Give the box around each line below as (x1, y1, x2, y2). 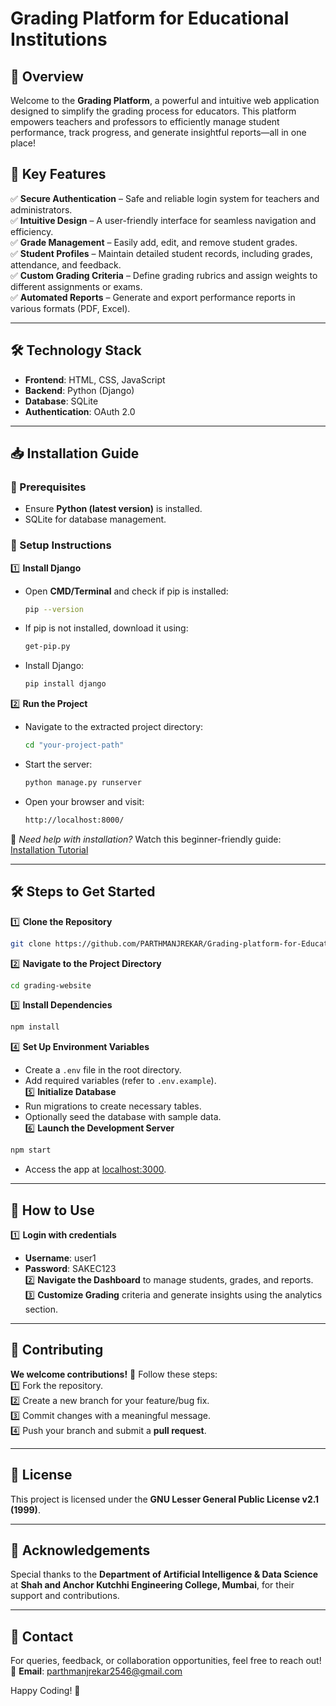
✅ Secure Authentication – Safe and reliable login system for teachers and (10, 192, 320, 204)
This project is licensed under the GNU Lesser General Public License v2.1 (10, 1493, 320, 1505)
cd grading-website (10, 980, 92, 991)
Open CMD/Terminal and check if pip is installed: (24, 585, 229, 597)
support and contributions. (10, 1590, 120, 1602)
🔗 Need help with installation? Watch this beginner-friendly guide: (10, 833, 282, 845)
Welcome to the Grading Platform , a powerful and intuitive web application (10, 95, 320, 106)
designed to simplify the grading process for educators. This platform (10, 105, 297, 117)
